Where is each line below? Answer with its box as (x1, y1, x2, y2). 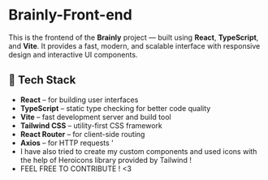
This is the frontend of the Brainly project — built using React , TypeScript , (8, 32, 259, 42)
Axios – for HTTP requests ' (19, 138, 114, 148)
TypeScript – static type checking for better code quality (19, 103, 211, 113)
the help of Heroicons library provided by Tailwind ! (19, 155, 192, 165)
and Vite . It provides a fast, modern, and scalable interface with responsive (8, 41, 261, 50)
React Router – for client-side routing (19, 129, 145, 139)
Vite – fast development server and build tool (19, 112, 172, 122)
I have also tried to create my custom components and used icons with (19, 146, 257, 156)
